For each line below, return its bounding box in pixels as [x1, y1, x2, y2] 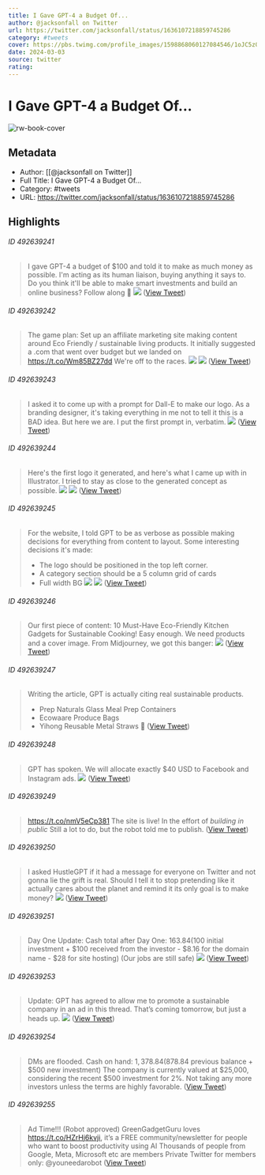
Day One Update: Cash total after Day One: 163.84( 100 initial [27, 936, 224, 945]
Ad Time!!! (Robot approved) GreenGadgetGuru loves [27, 1124, 201, 1134]
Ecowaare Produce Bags [39, 713, 120, 723]
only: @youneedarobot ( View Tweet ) [27, 1158, 147, 1167]
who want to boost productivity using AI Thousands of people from [27, 1141, 246, 1151]
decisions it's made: [27, 544, 93, 554]
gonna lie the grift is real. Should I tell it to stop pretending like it [27, 875, 235, 885]
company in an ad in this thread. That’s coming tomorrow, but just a [27, 1004, 247, 1014]
